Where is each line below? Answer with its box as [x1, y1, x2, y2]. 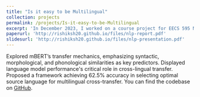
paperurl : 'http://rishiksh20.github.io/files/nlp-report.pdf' [6, 31, 167, 37]
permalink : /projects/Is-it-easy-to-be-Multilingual [6, 20, 140, 26]
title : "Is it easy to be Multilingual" [6, 8, 108, 15]
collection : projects [6, 14, 60, 20]
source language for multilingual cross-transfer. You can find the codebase [6, 78, 190, 85]
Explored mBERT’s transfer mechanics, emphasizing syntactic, [6, 53, 160, 60]
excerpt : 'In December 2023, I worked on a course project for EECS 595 [6, 25, 190, 32]
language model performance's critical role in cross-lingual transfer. [6, 65, 173, 72]
